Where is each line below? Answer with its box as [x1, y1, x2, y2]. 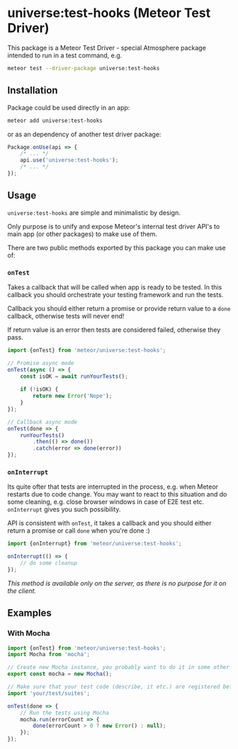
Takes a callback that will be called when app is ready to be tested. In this [7, 282, 222, 292]
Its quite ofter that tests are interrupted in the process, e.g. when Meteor [7, 482, 218, 491]
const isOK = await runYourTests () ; [20, 372, 129, 380]
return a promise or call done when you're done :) [7, 526, 150, 535]
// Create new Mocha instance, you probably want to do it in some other [7, 664, 230, 671]
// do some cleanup [20, 560, 78, 567]
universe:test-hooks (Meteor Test [7, 5, 211, 21]
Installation [7, 84, 58, 96]
